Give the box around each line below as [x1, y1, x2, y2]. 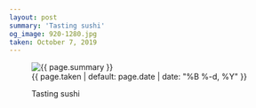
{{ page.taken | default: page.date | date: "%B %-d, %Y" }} [31, 72, 247, 82]
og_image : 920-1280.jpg [9, 29, 98, 38]
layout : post [9, 12, 58, 22]
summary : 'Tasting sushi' [9, 21, 105, 30]
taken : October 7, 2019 [9, 37, 98, 47]
